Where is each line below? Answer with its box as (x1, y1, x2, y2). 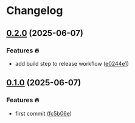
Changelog (6, 4, 63, 18)
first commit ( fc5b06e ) (15, 110, 72, 117)
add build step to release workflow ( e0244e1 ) (15, 60, 130, 67)
